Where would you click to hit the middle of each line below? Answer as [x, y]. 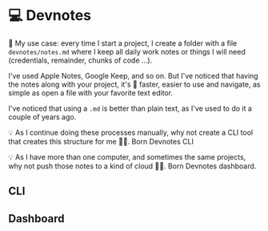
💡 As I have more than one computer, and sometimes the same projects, [127, 156]
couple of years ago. [42, 116]
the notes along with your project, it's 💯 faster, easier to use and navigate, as [134, 84]
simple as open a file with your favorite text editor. [91, 92]
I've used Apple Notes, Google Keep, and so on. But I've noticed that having [133, 75]
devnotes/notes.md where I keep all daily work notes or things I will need [127, 51]
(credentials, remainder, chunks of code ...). [80, 60]
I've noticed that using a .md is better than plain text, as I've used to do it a [130, 108]
